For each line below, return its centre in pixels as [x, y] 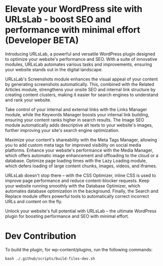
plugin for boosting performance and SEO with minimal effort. [67, 216]
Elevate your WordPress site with [74, 9]
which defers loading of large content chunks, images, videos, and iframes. [81, 166]
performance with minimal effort [73, 30]
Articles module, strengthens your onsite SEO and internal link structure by [80, 89]
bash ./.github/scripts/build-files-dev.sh [50, 259]
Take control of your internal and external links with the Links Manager [76, 109]
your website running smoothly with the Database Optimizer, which [73, 186]
